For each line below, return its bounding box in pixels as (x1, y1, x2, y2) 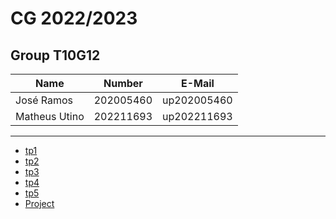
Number (103, 77, 143, 90)
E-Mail (180, 77, 215, 90)
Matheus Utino (15, 110, 85, 123)
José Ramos (15, 93, 74, 107)
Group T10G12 (10, 47, 101, 64)
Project (24, 198, 55, 209)
